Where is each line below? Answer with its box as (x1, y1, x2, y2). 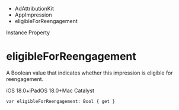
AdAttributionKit (14, 5, 55, 12)
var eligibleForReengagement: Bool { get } (6, 98, 116, 104)
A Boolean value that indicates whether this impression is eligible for (6, 69, 173, 76)
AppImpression (14, 11, 52, 18)
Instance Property (6, 29, 50, 36)
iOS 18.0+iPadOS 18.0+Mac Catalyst (6, 87, 95, 94)
